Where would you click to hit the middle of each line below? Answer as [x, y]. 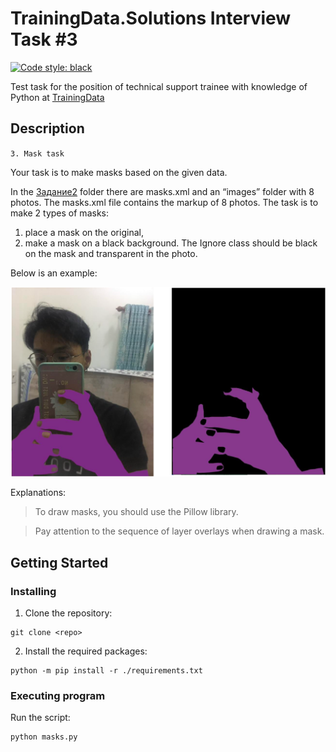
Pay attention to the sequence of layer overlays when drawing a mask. [179, 531]
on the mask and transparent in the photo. [111, 253]
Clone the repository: [68, 613]
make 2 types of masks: [59, 213]
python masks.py [44, 737]
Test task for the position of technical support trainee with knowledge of [159, 86]
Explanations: [38, 493]
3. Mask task [37, 153]
